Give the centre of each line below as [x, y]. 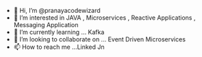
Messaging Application [46, 25]
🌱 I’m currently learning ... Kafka [59, 32]
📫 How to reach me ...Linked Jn [59, 47]
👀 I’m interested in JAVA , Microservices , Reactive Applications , [104, 18]
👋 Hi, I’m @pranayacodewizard [57, 11]
